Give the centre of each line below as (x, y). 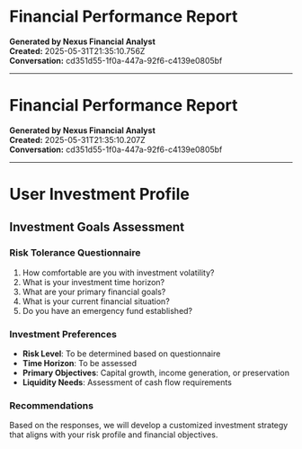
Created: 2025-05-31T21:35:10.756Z (77, 50)
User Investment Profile (100, 194)
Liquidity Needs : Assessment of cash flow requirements (127, 382)
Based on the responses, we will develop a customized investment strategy (149, 426)
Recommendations (52, 405)
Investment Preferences (63, 334)
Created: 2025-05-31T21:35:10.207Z (77, 139)
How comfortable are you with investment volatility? (118, 273)
